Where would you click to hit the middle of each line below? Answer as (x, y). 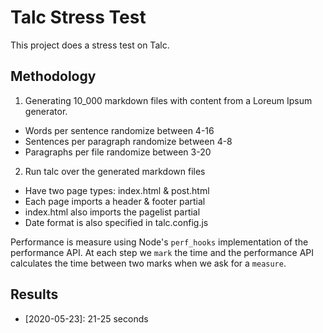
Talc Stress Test (78, 17)
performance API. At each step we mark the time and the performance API (162, 252)
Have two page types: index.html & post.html (117, 190)
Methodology (53, 76)
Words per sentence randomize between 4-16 (119, 130)
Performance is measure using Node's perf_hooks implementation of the (159, 242)
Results (34, 294)
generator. (46, 111)
